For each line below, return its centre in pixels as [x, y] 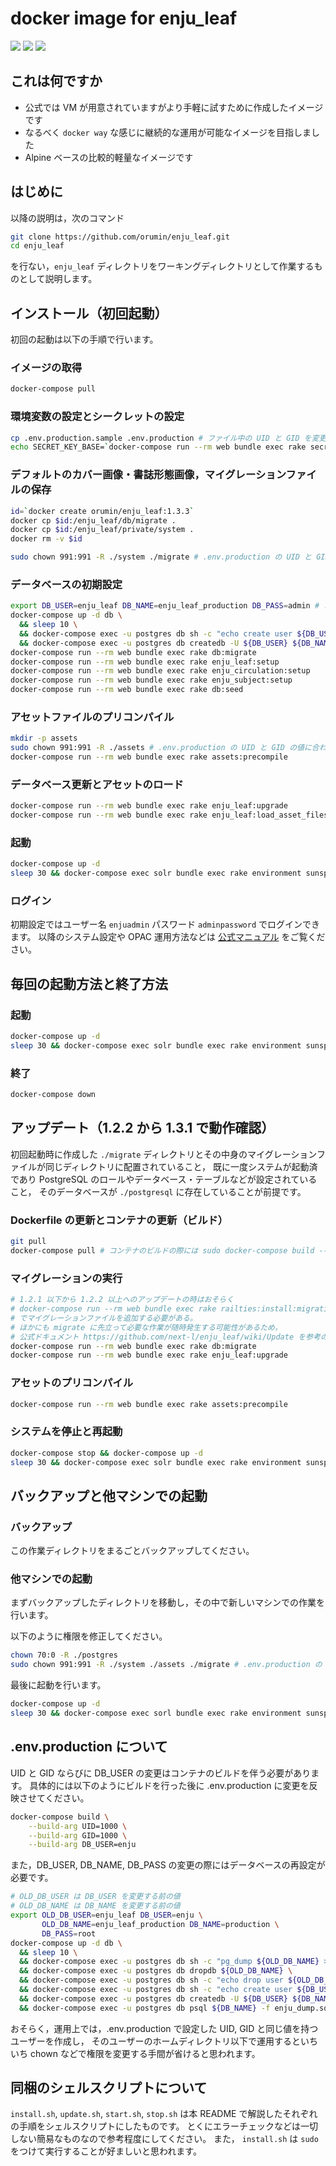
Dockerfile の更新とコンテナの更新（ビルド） [119, 1220]
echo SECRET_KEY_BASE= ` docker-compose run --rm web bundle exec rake [158, 447]
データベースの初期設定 [66, 584]
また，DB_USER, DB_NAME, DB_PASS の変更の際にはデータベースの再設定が [168, 1865]
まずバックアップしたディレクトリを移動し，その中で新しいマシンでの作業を [168, 1603]
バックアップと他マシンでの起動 [109, 1495]
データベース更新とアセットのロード [97, 784]
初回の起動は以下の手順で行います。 [84, 339]
